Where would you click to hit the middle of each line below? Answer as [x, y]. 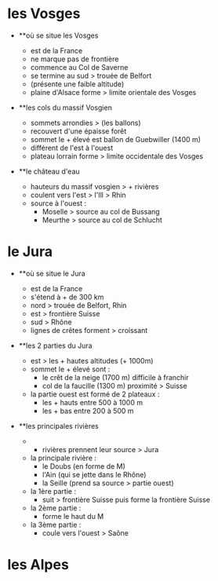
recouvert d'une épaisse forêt [78, 131]
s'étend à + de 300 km [67, 297]
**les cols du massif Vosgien [65, 108]
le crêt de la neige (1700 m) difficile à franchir [115, 377]
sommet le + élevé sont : [70, 369]
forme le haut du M [73, 516]
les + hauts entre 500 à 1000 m [92, 402]
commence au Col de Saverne [79, 67]
